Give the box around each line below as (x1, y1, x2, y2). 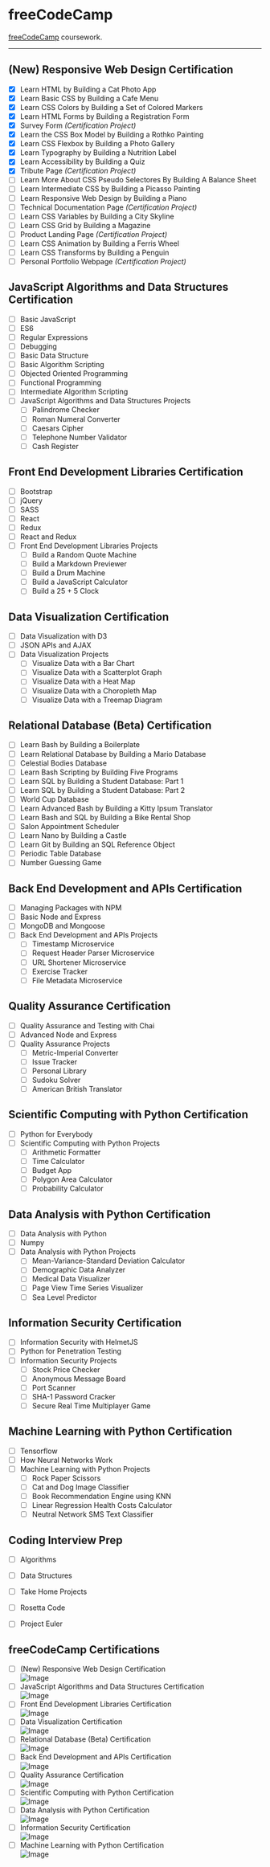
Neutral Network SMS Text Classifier (31, 1510, 154, 1519)
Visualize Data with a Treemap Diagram (31, 695, 162, 705)
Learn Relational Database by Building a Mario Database (19, 749, 207, 758)
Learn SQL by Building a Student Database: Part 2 (19, 785, 186, 795)
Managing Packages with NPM (19, 903, 122, 913)
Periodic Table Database (19, 849, 102, 859)
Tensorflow (19, 1446, 58, 1456)
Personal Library (31, 1066, 87, 1076)
